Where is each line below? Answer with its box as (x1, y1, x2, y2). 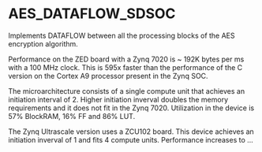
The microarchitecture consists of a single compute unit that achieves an (8, 86, 245, 95)
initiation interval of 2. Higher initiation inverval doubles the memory (8, 95, 229, 104)
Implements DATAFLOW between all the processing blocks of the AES (8, 31, 235, 40)
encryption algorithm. (8, 39, 79, 48)
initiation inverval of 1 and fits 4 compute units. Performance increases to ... (8, 135, 254, 144)
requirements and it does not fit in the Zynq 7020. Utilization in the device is (8, 103, 255, 113)
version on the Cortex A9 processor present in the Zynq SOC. (8, 71, 208, 80)
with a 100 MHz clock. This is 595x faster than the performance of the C (8, 62, 243, 72)
